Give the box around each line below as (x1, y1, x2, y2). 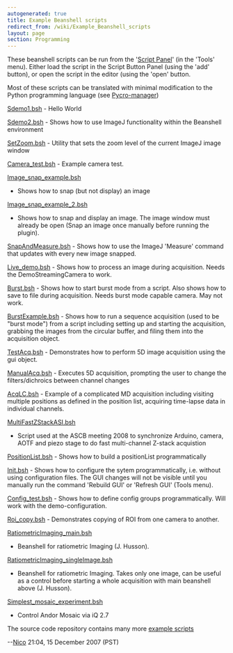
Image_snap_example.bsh (7, 174, 81, 182)
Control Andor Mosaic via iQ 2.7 (17, 611, 109, 620)
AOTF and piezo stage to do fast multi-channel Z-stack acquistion (17, 439, 207, 447)
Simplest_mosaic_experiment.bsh (7, 597, 103, 606)
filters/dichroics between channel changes (7, 376, 130, 385)
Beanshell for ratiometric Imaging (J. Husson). (17, 542, 150, 551)
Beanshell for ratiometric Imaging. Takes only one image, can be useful (17, 569, 221, 578)
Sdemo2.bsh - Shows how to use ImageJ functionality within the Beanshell (7, 118, 222, 126)
